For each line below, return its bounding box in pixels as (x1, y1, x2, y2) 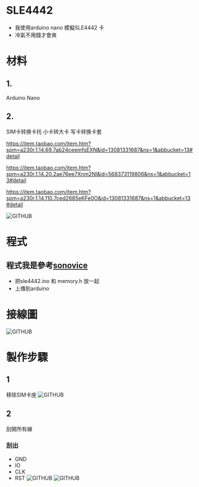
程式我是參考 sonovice (6, 260, 88, 271)
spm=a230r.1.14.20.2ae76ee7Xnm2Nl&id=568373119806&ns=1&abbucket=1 (6, 170, 191, 177)
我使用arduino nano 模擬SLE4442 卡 (14, 24, 105, 31)
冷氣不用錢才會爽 (14, 31, 57, 39)
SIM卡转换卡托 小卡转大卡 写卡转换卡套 (6, 128, 102, 135)
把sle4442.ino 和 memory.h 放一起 (14, 277, 100, 284)
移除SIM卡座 (6, 391, 37, 398)
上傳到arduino (14, 285, 49, 292)
